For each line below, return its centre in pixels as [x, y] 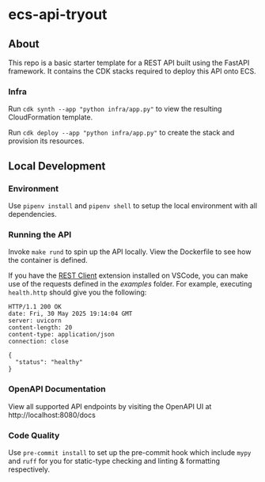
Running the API [40, 234]
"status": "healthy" [49, 362]
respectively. [29, 469]
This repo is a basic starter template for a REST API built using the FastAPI [129, 63]
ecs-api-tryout [58, 15]
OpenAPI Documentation [57, 389]
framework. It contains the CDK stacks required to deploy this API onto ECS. [132, 71]
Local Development [57, 166]
